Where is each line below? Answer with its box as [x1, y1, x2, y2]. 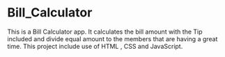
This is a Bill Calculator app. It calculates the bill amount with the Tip [7, 27, 203, 36]
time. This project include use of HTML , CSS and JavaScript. [7, 42, 183, 50]
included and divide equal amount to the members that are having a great [7, 34, 218, 43]
